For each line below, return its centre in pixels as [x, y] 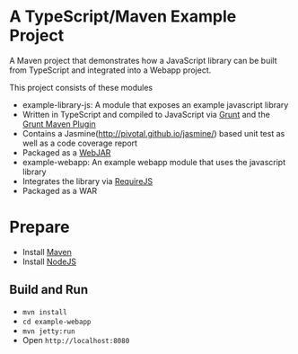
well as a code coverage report [79, 143]
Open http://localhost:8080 [76, 340]
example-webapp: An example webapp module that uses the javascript [153, 162]
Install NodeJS [49, 261]
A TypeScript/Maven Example [123, 17]
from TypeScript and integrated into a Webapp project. [110, 70]
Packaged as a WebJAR [66, 152]
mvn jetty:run [48, 331]
